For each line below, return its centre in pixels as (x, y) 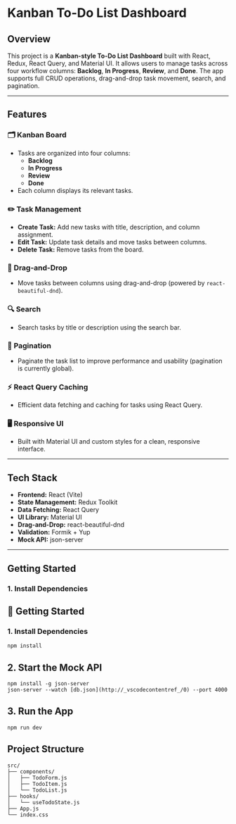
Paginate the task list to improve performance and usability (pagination (120, 361)
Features (27, 114)
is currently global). (46, 368)
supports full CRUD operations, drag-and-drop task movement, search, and (117, 78)
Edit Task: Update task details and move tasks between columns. (112, 242)
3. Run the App (40, 712)
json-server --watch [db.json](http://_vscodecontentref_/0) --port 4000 (118, 690)
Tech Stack (32, 478)
